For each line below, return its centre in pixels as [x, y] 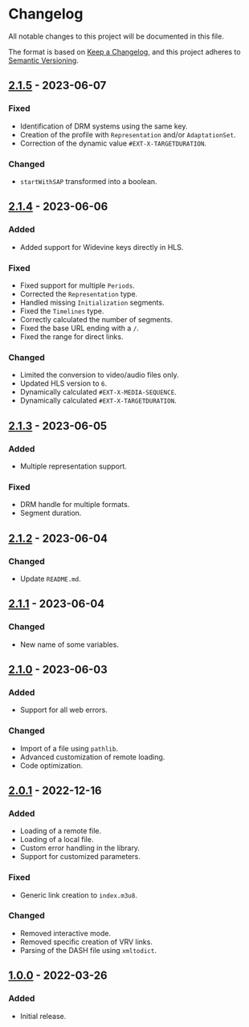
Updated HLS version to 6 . [63, 383]
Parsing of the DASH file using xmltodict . [88, 950]
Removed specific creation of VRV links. [86, 942]
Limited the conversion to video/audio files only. [99, 375]
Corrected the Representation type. [79, 293]
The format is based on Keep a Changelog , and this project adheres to [124, 51]
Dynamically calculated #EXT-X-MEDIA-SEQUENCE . [98, 392]
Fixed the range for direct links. [71, 336]
